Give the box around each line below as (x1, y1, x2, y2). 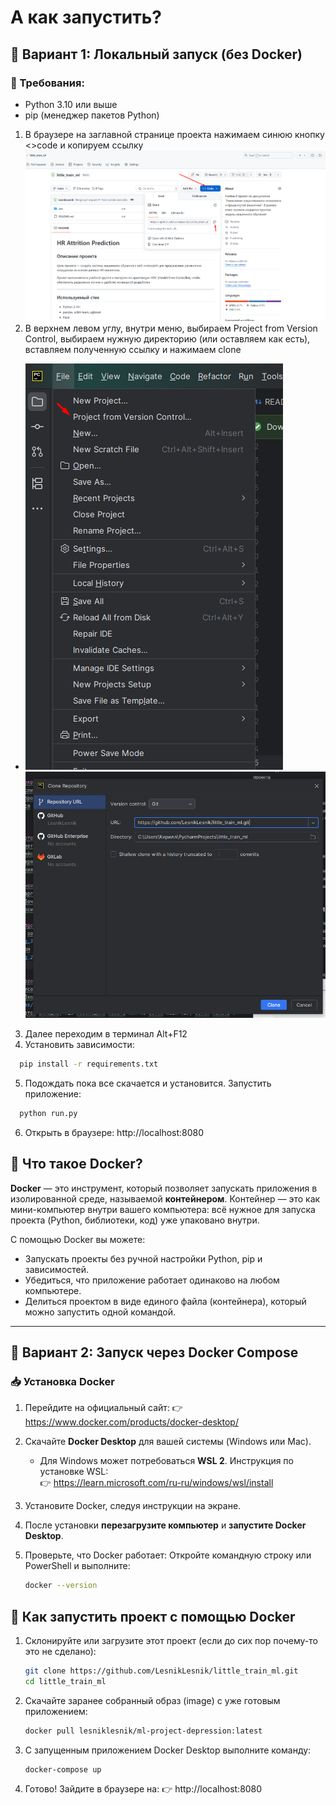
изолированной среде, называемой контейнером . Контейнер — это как (10, 1192, 321, 1205)
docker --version (24, 1581, 98, 1591)
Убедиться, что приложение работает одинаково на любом (24, 1274, 280, 1286)
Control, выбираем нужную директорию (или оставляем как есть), (24, 333, 311, 345)
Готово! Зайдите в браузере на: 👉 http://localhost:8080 (24, 1783, 263, 1795)
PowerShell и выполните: (24, 1560, 131, 1572)
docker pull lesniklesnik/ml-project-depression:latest (24, 1726, 263, 1736)
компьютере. (24, 1284, 82, 1296)
